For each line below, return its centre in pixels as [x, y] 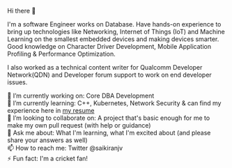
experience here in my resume [51, 110]
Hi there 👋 [22, 11]
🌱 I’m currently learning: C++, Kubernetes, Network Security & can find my [114, 103]
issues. [17, 82]
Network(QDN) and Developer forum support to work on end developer [110, 75]
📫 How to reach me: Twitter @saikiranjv [65, 148]
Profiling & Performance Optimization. [62, 54]
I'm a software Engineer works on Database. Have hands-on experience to [114, 24]
